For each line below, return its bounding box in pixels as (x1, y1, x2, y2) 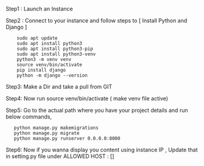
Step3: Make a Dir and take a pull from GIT (5, 83, 113, 90)
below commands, (5, 113, 52, 120)
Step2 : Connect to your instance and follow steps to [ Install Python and (5, 17, 188, 24)
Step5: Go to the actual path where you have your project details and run (5, 106, 188, 114)
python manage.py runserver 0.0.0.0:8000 (13, 136, 121, 142)
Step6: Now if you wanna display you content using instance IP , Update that (5, 146, 198, 153)
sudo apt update (16, 35, 58, 41)
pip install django (16, 67, 66, 73)
